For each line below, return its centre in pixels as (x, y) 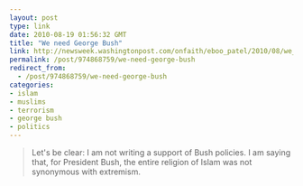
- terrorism (32, 110)
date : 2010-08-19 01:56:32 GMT (68, 34)
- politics (30, 127)
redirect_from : (38, 69)
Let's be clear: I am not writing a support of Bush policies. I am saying (161, 153)
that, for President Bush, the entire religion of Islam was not (142, 162)
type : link (30, 26)
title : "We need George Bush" (66, 43)
